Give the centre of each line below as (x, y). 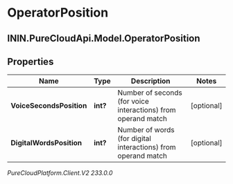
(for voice (133, 102)
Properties (31, 61)
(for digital (134, 138)
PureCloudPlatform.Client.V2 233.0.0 (60, 173)
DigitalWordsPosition (46, 143)
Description (151, 81)
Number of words (146, 130)
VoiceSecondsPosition (49, 106)
